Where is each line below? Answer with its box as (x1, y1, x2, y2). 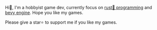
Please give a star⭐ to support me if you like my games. (5, 19, 117, 25)
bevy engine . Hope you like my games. (5, 10, 84, 15)
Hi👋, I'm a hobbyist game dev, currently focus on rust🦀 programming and (5, 5, 153, 10)
